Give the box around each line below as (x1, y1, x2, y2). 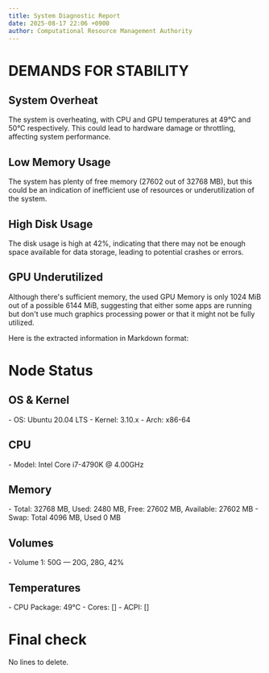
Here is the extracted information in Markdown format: (8, 333, 189, 343)
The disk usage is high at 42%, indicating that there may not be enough (8, 239, 246, 248)
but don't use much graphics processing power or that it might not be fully (8, 309, 255, 318)
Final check (8, 630, 87, 649)
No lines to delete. (8, 658, 69, 667)
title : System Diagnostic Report (8, 11, 121, 20)
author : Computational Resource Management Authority (8, 27, 193, 35)
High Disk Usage (8, 217, 93, 231)
